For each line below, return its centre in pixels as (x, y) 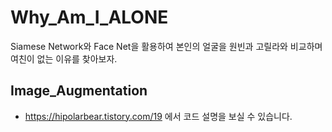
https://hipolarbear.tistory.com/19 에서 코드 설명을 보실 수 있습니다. (158, 116)
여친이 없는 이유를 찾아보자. (64, 58)
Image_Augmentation (79, 91)
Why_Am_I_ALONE (89, 17)
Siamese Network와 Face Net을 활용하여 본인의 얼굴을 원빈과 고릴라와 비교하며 (166, 46)
